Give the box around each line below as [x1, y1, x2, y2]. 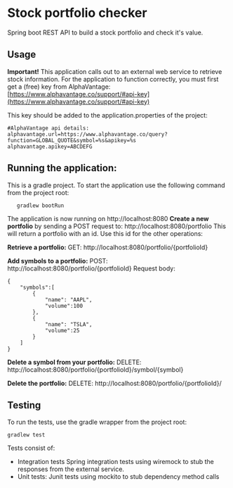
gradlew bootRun [16, 202, 65, 209]
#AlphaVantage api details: [7, 125, 90, 132]
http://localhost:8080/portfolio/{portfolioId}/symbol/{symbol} [7, 365, 184, 374]
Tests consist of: [7, 444, 55, 452]
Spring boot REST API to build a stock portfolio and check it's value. [7, 28, 204, 37]
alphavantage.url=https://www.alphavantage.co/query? [7, 130, 168, 138]
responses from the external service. [17, 465, 125, 473]
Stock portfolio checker [7, 5, 147, 21]
